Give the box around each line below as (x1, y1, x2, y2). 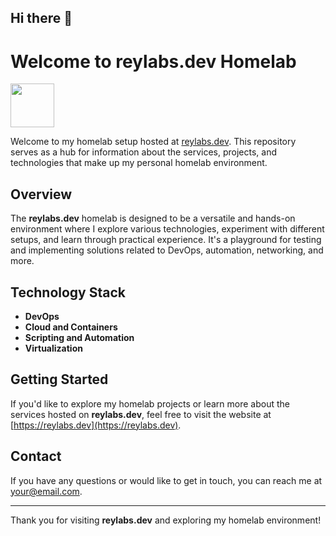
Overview (10, 186, 73, 203)
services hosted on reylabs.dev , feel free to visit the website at (10, 408, 272, 420)
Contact (10, 448, 62, 465)
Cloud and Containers (24, 321, 118, 333)
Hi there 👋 (10, 10, 73, 27)
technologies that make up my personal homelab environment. (10, 157, 268, 169)
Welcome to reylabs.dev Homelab (10, 50, 297, 73)
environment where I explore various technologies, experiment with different (10, 223, 325, 235)
